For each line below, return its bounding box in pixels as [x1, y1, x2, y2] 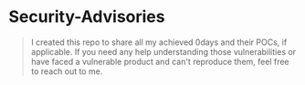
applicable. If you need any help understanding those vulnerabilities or [30, 46, 297, 57]
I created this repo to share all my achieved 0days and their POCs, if [30, 37, 288, 48]
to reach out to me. [30, 66, 103, 77]
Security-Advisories [8, 6, 165, 27]
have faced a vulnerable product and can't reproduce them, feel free [30, 56, 289, 67]
